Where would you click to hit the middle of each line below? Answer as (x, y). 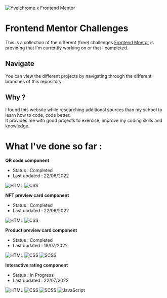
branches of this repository (33, 81)
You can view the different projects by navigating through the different (78, 76)
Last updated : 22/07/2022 (40, 280)
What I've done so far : (54, 146)
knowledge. (17, 126)
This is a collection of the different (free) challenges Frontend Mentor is (80, 42)
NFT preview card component (37, 195)
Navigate (20, 64)
